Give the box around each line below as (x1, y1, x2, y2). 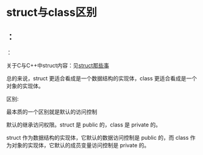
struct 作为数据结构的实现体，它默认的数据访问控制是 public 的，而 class (6, 134, 189, 141)
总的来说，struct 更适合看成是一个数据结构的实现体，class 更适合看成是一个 (6, 75, 197, 82)
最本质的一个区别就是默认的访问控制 (6, 108, 98, 115)
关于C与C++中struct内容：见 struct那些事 (6, 62, 110, 69)
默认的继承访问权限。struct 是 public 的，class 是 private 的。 (6, 121, 162, 128)
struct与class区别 (6, 5, 98, 19)
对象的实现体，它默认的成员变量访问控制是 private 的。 (11, 142, 150, 149)
